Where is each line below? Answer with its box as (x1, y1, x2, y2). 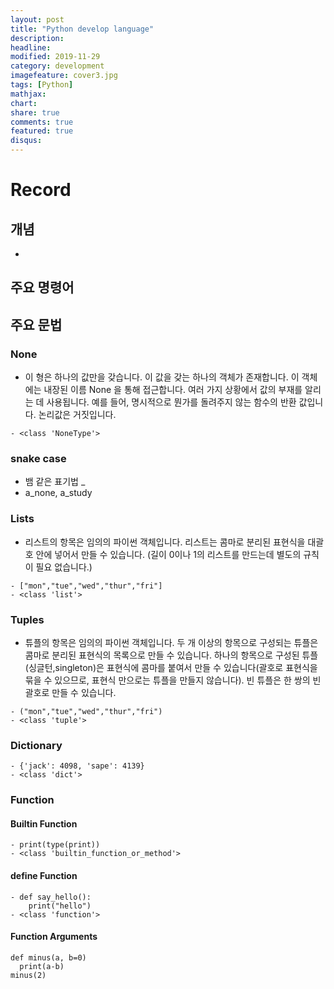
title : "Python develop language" (10, 24, 155, 34)
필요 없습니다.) (35, 561, 93, 573)
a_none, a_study (24, 487, 93, 499)
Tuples (10, 612, 45, 626)
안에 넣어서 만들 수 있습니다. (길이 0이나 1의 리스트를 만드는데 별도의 (35, 548, 302, 560)
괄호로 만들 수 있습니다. (24, 686, 117, 698)
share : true (10, 107, 60, 118)
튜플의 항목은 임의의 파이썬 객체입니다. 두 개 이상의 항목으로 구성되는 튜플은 (24, 636, 319, 648)
